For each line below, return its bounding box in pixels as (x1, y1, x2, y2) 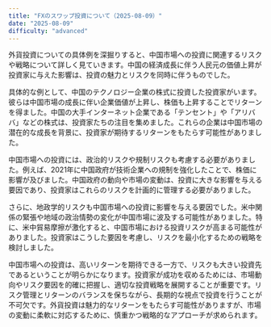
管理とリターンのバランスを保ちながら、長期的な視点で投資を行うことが (22, 290, 263, 300)
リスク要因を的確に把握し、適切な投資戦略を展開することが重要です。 (22, 280, 256, 290)
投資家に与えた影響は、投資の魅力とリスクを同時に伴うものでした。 (8, 70, 235, 80)
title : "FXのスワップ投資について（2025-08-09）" (8, 11, 163, 20)
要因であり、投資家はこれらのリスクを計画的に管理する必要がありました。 (8, 185, 256, 195)
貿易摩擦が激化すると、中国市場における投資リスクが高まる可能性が (35, 223, 263, 233)
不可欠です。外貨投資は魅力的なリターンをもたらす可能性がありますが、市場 (8, 300, 262, 310)
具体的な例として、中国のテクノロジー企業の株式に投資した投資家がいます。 (8, 87, 261, 97)
